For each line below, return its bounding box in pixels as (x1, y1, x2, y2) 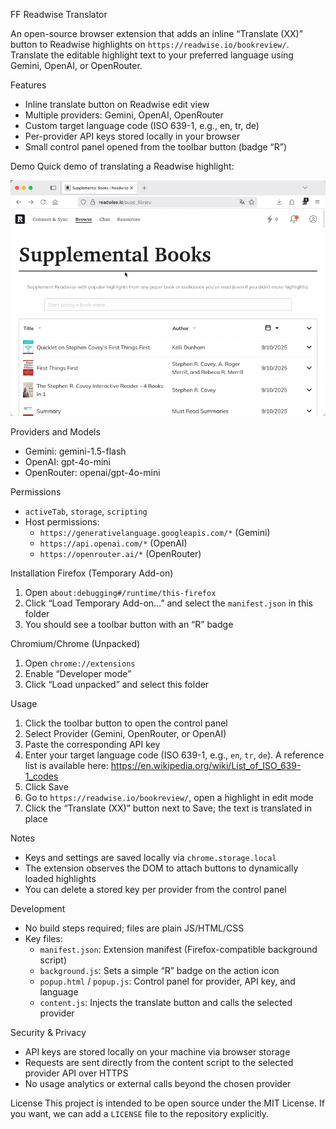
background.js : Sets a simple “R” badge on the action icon (39, 964, 280, 976)
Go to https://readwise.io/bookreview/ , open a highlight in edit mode (24, 791, 314, 803)
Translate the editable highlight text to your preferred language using (10, 49, 294, 61)
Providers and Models (10, 425, 101, 438)
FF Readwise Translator (10, 9, 108, 20)
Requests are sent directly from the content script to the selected (24, 1056, 294, 1068)
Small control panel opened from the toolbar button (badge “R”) (24, 141, 288, 153)
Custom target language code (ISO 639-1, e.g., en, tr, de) (24, 120, 260, 131)
